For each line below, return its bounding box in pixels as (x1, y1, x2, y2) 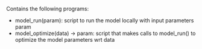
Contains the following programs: (6, 5, 89, 12)
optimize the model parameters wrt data (14, 36, 115, 43)
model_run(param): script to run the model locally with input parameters (14, 17, 194, 24)
